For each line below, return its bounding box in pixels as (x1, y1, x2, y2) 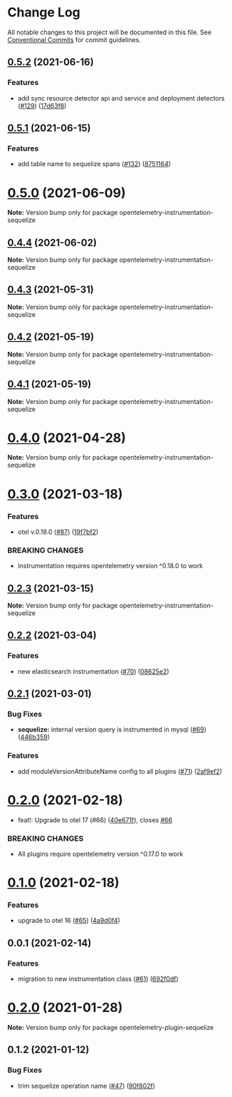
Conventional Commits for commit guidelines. (7, 35, 141, 44)
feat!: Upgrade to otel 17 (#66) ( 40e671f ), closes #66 (17, 815, 173, 824)
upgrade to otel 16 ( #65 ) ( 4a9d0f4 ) (17, 916, 121, 925)
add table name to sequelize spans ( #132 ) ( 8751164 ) (17, 160, 172, 168)
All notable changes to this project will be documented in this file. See (7, 28, 212, 36)
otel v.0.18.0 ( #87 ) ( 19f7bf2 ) (17, 527, 99, 536)
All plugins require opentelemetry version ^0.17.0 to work (17, 849, 184, 858)
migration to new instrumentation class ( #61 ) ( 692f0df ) (17, 975, 179, 984)
